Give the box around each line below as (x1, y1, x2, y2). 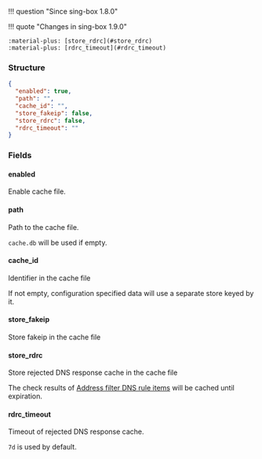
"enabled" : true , (15, 87, 72, 95)
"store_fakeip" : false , (15, 109, 93, 117)
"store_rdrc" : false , (15, 117, 86, 124)
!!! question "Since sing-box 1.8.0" (8, 7, 118, 16)
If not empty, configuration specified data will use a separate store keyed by (8, 288, 254, 298)
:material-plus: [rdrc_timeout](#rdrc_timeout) (8, 44, 167, 52)
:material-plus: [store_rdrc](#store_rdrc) (8, 37, 153, 45)
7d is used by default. (8, 442, 77, 452)
